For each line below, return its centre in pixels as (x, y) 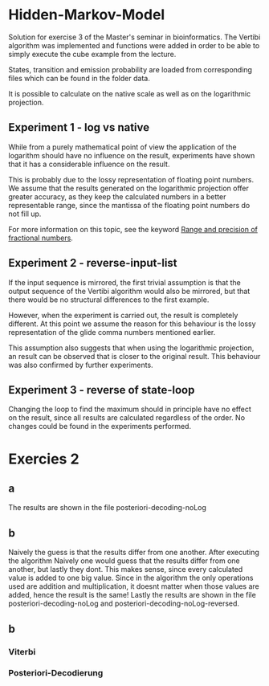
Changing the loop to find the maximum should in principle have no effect (130, 409)
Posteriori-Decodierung (56, 673)
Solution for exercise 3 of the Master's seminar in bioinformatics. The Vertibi (134, 37)
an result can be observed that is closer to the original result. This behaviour (134, 356)
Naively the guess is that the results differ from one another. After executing (134, 553)
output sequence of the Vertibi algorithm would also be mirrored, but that (129, 291)
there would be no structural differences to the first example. (109, 300)
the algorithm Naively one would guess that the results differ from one (124, 561)
